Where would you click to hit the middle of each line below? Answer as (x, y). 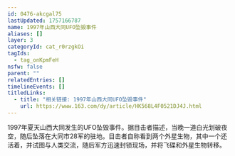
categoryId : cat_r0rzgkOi (46, 47)
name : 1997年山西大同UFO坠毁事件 (52, 27)
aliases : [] (25, 34)
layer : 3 (20, 40)
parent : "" (23, 73)
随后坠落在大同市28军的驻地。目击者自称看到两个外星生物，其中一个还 (124, 136)
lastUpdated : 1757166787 (44, 21)
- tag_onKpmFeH (36, 60)
